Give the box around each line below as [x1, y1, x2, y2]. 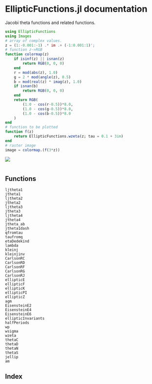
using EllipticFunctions [5, 29, 56, 34]
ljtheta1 [5, 188, 23, 192]
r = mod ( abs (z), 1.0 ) [14, 70, 58, 75]
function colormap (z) [5, 52, 49, 57]
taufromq [5, 235, 23, 240]
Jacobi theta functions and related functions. [5, 20, 96, 25]
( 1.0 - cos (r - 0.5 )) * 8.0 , [22, 102, 73, 107]
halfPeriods [5, 320, 29, 325]
